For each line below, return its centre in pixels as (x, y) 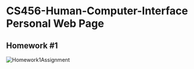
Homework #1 (32, 46)
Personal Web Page (55, 23)
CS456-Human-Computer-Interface (97, 11)
